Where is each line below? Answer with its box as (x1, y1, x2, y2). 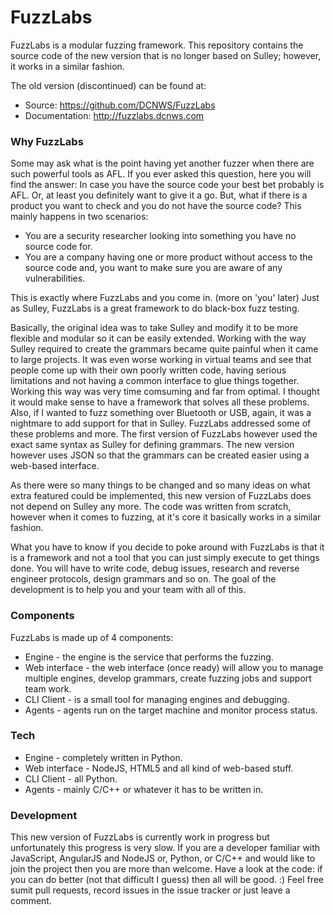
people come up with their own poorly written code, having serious (10, 364, 287, 376)
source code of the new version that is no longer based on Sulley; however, (10, 49, 322, 61)
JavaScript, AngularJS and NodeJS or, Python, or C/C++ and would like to (10, 852, 316, 865)
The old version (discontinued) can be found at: (10, 79, 207, 91)
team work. (24, 682, 72, 695)
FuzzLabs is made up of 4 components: (10, 631, 174, 643)
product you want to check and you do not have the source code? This (10, 200, 302, 212)
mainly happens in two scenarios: (10, 211, 149, 223)
